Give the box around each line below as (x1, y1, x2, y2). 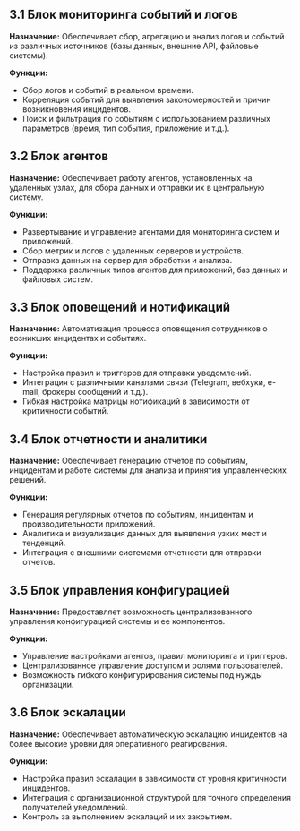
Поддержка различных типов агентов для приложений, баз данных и (21, 264, 288, 275)
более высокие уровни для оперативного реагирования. (9, 738, 227, 749)
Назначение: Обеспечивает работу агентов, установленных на (9, 172, 253, 183)
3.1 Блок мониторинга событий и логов (9, 7, 239, 22)
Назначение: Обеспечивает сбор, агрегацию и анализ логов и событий (9, 30, 285, 41)
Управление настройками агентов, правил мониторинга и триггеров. (21, 651, 288, 662)
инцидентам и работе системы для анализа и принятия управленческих (9, 465, 287, 475)
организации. (21, 680, 74, 690)
